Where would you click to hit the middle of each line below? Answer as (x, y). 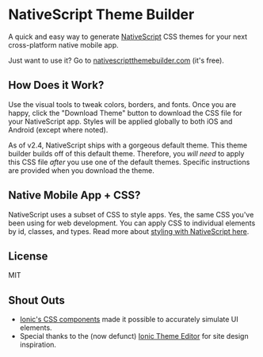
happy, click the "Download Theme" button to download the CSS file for (126, 113)
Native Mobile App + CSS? (74, 196)
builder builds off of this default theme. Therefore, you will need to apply (126, 153)
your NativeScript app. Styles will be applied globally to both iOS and (120, 121)
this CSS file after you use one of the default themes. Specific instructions (129, 162)
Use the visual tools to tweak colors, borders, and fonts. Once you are (122, 104)
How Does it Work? (56, 85)
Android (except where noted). (58, 129)
